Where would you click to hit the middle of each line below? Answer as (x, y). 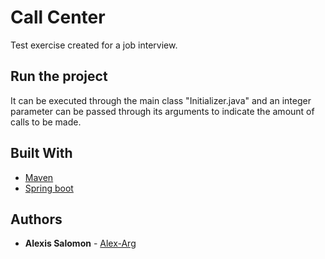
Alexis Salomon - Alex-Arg (80, 243)
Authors (36, 219)
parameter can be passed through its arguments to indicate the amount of (162, 111)
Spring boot (49, 188)
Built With (41, 153)
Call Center (58, 17)
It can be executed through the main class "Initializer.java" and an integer (161, 100)
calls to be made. (46, 122)
